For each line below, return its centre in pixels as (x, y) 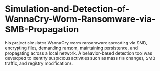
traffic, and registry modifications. (39, 63)
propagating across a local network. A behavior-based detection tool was (79, 53)
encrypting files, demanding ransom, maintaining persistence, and (71, 48)
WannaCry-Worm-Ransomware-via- (80, 19)
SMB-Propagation (42, 29)
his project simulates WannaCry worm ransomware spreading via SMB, (76, 43)
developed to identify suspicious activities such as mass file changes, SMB (80, 58)
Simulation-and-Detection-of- (67, 9)
